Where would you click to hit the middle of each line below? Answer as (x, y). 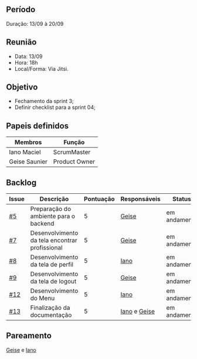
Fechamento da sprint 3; (44, 101)
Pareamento (29, 336)
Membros (28, 142)
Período (21, 10)
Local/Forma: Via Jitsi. (41, 69)
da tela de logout (53, 282)
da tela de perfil (52, 265)
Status (182, 199)
